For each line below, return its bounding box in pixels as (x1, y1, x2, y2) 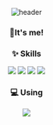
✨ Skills (11, 48, 41, 59)
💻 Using (9, 87, 44, 98)
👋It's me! (9, 27, 44, 38)
